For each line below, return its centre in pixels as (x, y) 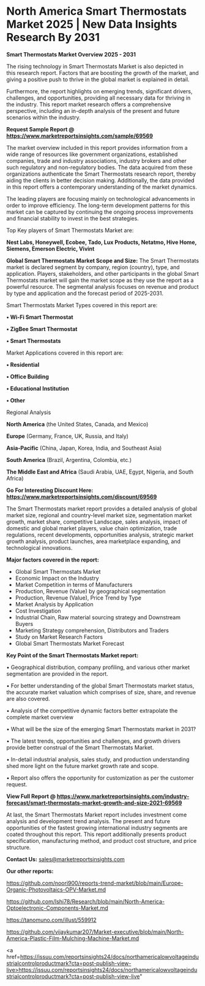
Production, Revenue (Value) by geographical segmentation (91, 591)
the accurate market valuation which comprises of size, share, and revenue (101, 692)
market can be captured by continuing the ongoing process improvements (100, 212)
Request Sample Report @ (40, 129)
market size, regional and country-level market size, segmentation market (99, 515)
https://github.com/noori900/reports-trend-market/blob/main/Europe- (95, 883)
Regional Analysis (29, 412)
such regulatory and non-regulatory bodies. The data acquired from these (99, 167)
